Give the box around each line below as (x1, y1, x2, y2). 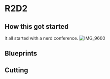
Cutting (4, 66, 28, 74)
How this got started (4, 22, 69, 31)
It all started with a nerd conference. (4, 35, 78, 41)
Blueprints (4, 49, 37, 58)
